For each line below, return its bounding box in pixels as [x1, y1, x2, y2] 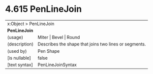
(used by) [7, 48, 27, 54]
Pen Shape [37, 48, 60, 54]
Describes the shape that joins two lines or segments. [37, 41, 146, 47]
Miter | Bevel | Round [37, 35, 80, 40]
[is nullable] [7, 55, 31, 61]
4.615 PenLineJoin [5, 3, 82, 15]
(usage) [7, 35, 24, 40]
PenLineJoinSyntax [37, 62, 77, 68]
